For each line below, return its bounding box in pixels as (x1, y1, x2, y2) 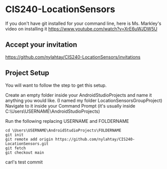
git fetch (5, 146, 26, 151)
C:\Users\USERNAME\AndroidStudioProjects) (5, 108, 101, 114)
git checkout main (5, 150, 44, 155)
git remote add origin (5, 137, 53, 142)
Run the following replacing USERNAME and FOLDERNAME (5, 118, 129, 124)
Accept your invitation (5, 41, 78, 49)
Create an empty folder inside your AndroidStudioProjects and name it (5, 92, 152, 98)
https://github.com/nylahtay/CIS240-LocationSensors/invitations (5, 54, 141, 60)
